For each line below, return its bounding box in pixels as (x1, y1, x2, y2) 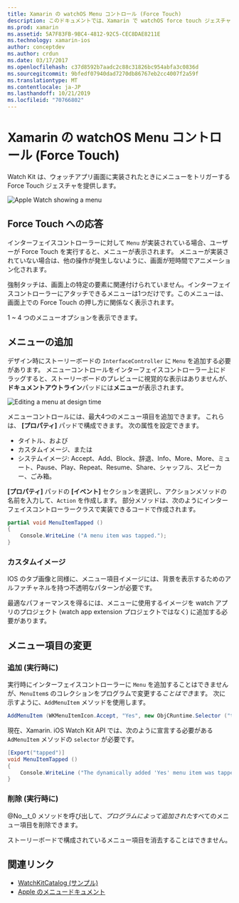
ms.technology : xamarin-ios (7, 37, 91, 44)
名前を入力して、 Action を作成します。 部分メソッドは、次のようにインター (7, 496, 229, 504)
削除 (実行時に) (7, 794, 59, 804)
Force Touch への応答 (7, 218, 104, 230)
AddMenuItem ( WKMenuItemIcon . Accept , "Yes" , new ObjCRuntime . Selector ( (7, 713, 228, 720)
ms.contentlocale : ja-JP (7, 83, 81, 91)
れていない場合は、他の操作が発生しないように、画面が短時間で (7, 256, 194, 265)
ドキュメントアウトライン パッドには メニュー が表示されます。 (7, 383, 188, 392)
